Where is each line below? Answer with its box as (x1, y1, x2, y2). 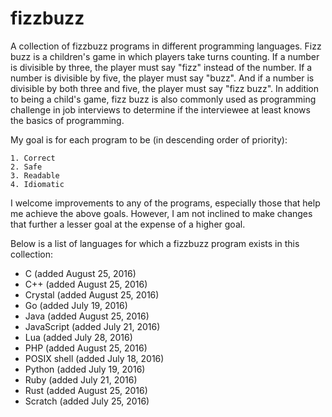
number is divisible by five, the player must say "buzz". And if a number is (10, 72, 315, 84)
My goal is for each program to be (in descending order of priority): (10, 133, 288, 146)
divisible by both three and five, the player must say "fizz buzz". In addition (10, 82, 320, 94)
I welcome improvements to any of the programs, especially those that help (10, 197, 321, 209)
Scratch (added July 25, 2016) (24, 395, 150, 407)
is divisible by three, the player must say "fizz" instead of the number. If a (10, 61, 313, 73)
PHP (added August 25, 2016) (24, 342, 148, 354)
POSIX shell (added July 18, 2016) (24, 352, 165, 364)
